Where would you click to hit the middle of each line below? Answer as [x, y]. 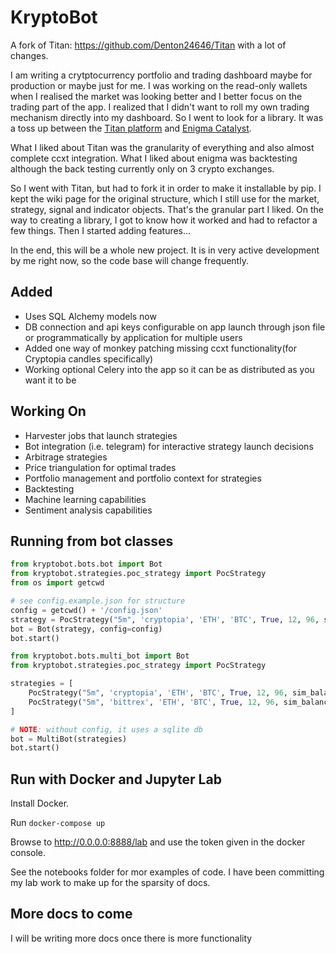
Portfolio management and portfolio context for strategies [143, 478]
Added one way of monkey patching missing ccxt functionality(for [160, 348]
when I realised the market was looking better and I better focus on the [156, 96]
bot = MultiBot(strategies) [69, 739]
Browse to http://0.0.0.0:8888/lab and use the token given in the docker [158, 842]
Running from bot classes [92, 541]
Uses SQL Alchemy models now [90, 316]
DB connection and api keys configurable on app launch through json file [175, 327]
